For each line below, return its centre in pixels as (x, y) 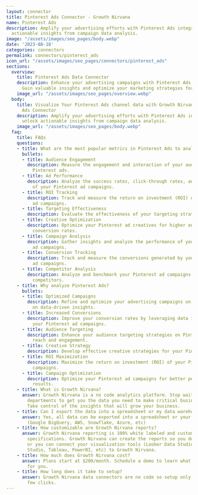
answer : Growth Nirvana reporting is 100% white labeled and (98, 434)
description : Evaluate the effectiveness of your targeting (103, 214)
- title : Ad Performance (52, 176)
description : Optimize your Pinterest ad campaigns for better (106, 379)
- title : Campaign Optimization (61, 373)
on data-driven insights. (64, 308)
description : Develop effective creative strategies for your (105, 351)
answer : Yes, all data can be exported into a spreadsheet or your (106, 417)
